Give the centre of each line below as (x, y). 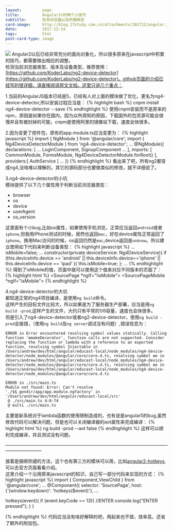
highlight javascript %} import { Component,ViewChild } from (70, 480)
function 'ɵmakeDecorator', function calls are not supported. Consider (85, 338)
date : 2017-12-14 (36, 29)
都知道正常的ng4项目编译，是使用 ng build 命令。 (57, 298)
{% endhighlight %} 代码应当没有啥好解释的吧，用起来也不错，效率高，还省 (85, 517)
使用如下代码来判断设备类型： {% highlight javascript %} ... (72, 247)
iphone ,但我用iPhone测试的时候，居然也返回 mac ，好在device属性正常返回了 (85, 234)
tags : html (29, 34)
